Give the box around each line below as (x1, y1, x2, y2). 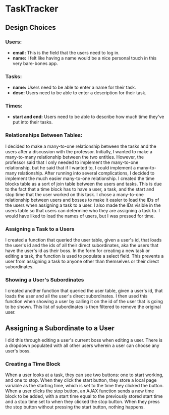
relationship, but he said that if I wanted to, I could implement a (5, 164, 136, 170)
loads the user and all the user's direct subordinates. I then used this (5, 293, 148, 299)
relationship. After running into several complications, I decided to (17, 170, 155, 176)
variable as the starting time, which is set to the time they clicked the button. (5, 383, 164, 389)
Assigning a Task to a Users (5, 225, 75, 232)
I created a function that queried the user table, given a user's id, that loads (5, 237, 162, 243)
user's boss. (5, 348, 31, 354)
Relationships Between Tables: (5, 132, 83, 139)
